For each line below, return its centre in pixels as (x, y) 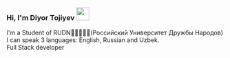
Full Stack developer (35, 48)
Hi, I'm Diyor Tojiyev (41, 17)
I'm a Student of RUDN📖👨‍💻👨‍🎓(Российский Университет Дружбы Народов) (115, 33)
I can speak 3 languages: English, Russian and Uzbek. (83, 40)
